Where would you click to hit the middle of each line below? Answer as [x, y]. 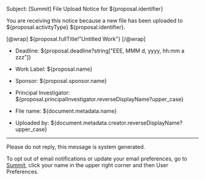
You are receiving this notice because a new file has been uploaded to [95, 20]
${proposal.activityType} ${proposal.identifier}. [66, 27]
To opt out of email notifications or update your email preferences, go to [97, 159]
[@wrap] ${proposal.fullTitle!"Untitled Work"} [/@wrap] [76, 39]
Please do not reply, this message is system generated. [76, 147]
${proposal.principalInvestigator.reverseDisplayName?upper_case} [99, 99]
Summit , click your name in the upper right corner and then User [88, 165]
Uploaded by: [32, 123]
